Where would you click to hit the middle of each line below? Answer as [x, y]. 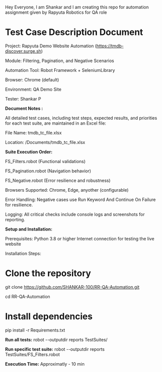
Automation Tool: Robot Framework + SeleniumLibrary [60, 70]
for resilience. [19, 204]
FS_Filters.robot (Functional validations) [45, 161]
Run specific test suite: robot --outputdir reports [55, 349]
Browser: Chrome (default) [32, 80]
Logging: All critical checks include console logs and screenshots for [75, 214]
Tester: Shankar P [23, 99]
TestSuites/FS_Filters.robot [32, 354]
